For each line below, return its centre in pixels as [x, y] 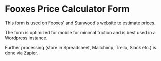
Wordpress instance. [26, 38]
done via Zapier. [22, 53]
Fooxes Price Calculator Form [67, 9]
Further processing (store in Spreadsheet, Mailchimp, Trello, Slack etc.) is [80, 47]
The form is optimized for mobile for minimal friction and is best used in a [80, 32]
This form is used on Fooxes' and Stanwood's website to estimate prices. [80, 23]
